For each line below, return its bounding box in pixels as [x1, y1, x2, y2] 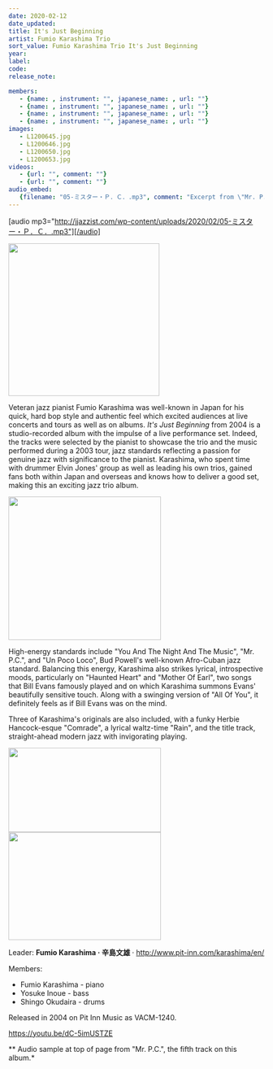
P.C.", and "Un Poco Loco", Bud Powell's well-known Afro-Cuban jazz [8, 655, 241, 665]
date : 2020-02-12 [8, 11, 67, 20]
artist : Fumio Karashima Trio [8, 34, 111, 43]
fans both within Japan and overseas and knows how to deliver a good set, [8, 471, 260, 481]
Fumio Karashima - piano [19, 980, 105, 989]
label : [8, 58, 31, 66]
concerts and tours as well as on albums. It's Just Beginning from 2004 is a [8, 420, 262, 430]
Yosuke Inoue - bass [19, 988, 89, 997]
